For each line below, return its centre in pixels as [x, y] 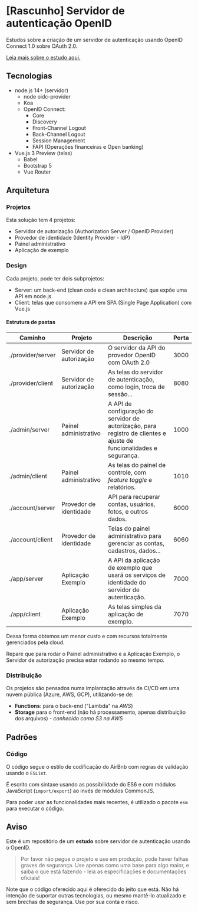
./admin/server [29, 429]
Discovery [44, 122]
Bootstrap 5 [37, 165]
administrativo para [135, 536]
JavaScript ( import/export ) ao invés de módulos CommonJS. [80, 791]
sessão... [120, 394]
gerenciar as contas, [136, 543]
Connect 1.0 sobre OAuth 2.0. [42, 46]
